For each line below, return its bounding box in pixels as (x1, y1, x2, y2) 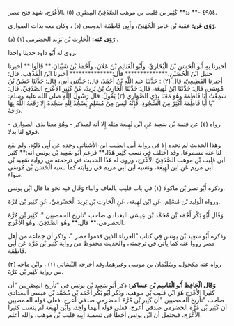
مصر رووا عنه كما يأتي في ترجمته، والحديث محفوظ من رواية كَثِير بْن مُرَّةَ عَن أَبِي (8, 239, 215, 247)
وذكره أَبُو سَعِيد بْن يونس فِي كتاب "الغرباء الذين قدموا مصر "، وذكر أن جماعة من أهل (8, 232, 226, 240)
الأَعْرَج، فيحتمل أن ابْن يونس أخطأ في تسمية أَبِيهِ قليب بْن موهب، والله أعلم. (8, 311, 202, 318)
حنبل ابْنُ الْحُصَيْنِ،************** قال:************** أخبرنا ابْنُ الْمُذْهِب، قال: (8, 70, 213, 77)
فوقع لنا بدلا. (8, 127, 40, 135)
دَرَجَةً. (8, 107, 23, 114)
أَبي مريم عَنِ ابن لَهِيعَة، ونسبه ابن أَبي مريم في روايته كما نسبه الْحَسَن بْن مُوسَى (8, 163, 213, 171)
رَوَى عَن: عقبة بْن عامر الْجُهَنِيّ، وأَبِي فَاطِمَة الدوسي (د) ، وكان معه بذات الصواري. (8, 22, 217, 29)
